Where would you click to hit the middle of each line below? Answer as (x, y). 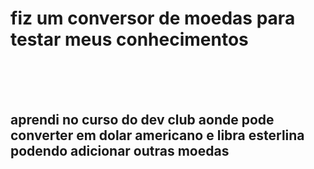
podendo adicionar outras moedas (120, 151)
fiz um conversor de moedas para (153, 18)
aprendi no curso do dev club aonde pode (142, 120)
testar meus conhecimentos (129, 39)
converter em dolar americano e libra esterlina (157, 135)
